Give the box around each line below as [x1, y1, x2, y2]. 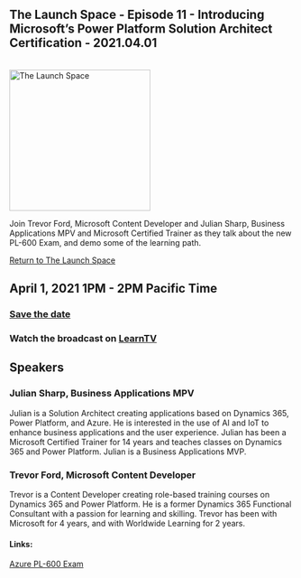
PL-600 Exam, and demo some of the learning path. [9, 237, 202, 247]
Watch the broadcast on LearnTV [9, 332, 158, 345]
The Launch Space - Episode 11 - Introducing [9, 7, 265, 23]
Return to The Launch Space [9, 255, 115, 266]
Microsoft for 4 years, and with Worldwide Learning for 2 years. [9, 518, 246, 529]
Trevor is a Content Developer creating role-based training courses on [9, 489, 270, 500]
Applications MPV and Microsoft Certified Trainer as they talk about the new [9, 228, 292, 238]
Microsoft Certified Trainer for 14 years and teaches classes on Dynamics [9, 436, 282, 447]
